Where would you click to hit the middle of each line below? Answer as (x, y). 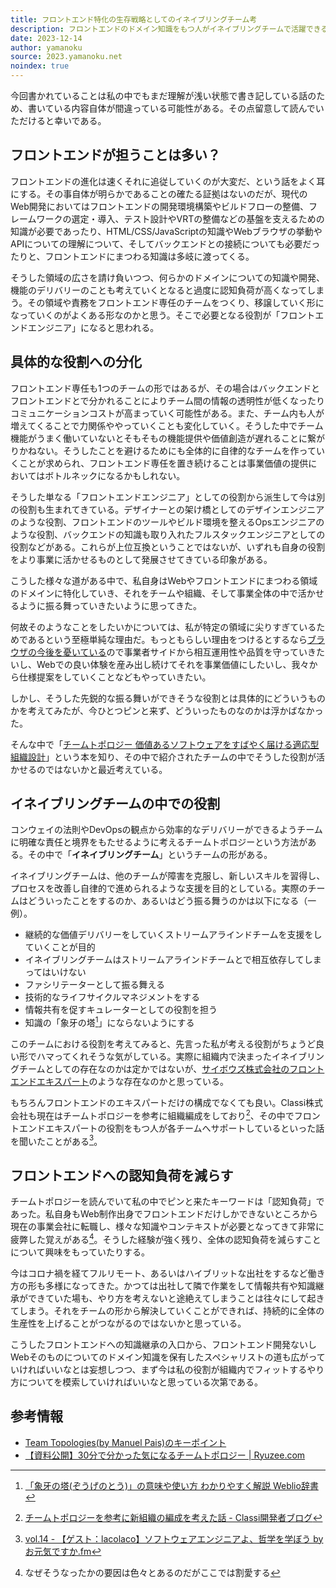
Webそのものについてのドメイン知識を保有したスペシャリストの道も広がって (168, 1357)
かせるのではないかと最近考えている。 (89, 769)
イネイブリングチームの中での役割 (115, 804)
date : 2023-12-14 (46, 38)
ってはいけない (55, 972)
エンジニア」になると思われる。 (93, 327)
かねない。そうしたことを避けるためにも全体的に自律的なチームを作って (167, 450)
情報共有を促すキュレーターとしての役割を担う (121, 1010)
